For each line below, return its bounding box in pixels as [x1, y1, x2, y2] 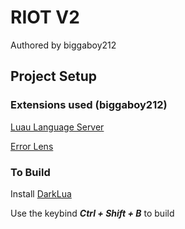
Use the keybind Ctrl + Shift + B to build [10, 207, 175, 219]
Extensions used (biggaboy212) [10, 98, 168, 112]
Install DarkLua [10, 187, 72, 200]
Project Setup [10, 68, 98, 85]
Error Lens [10, 140, 54, 152]
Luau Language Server [10, 121, 105, 133]
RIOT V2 [10, 6, 80, 29]
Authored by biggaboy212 [10, 39, 117, 51]
